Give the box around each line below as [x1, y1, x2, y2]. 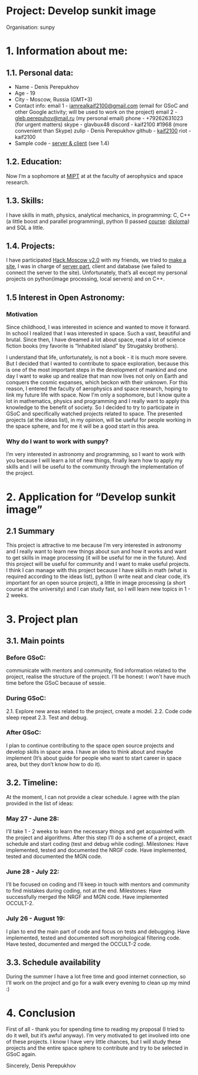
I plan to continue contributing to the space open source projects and [6, 741, 174, 749]
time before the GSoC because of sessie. [6, 680, 106, 687]
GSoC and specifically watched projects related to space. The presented [6, 410, 183, 417]
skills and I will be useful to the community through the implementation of [6, 463, 184, 470]
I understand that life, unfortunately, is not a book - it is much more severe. [6, 354, 187, 361]
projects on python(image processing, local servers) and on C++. [6, 275, 165, 282]
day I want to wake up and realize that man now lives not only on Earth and [6, 372, 188, 380]
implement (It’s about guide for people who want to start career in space [6, 754, 181, 761]
